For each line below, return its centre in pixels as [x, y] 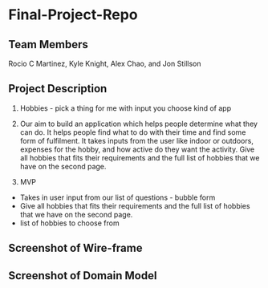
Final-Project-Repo [73, 15]
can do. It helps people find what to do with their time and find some [133, 132]
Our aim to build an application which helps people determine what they [139, 124]
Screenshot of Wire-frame [75, 248]
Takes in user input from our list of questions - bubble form [118, 197]
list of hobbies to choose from [69, 223]
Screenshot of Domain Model [83, 276]
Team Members [48, 45]
